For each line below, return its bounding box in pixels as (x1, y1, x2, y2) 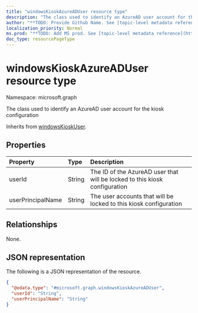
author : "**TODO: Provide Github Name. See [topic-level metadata (6, 20, 173, 25)
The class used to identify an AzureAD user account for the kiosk (6, 105, 164, 112)
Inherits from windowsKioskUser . (6, 122, 87, 130)
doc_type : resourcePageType (6, 36, 75, 42)
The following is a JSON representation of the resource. (6, 268, 141, 275)
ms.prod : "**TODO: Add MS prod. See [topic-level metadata (6, 31, 154, 37)
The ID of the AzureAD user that (90, 167, 179, 176)
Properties (6, 140, 46, 150)
